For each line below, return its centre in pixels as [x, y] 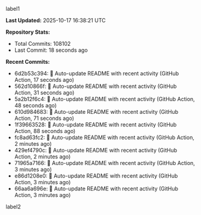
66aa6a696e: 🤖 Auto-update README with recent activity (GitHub [96, 189]
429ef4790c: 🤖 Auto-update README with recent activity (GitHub [96, 150]
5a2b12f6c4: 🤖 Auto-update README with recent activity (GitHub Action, [104, 99]
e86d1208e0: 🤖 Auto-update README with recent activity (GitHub [96, 176]
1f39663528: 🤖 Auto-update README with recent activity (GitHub [95, 125]
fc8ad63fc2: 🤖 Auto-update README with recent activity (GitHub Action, [104, 137]
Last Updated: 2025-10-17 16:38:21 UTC [56, 20]
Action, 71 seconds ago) [44, 118]
